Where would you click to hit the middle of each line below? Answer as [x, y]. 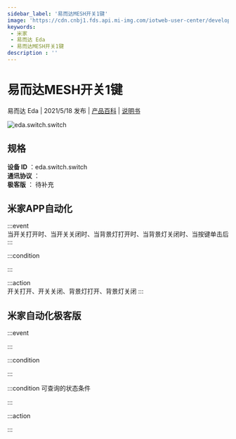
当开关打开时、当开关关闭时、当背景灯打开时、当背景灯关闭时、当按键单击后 [118, 234]
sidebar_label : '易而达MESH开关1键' [58, 14]
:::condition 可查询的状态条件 [49, 388]
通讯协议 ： [24, 176]
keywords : [22, 27]
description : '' [33, 53]
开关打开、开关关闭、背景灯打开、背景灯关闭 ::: [76, 291]
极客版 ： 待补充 [31, 184]
